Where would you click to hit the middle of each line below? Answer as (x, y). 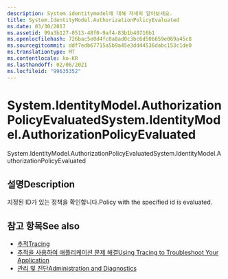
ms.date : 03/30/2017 (37, 26)
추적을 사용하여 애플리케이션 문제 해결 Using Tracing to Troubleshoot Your (118, 253)
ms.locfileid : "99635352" (44, 71)
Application (33, 260)
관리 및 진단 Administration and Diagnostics (77, 269)
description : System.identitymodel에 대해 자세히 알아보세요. (90, 13)
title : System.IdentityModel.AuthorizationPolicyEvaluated (93, 20)
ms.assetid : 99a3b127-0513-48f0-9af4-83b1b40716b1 (81, 33)
